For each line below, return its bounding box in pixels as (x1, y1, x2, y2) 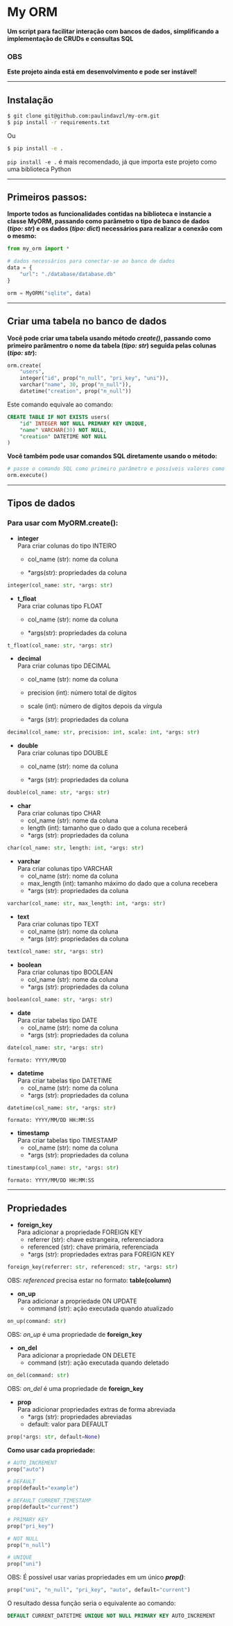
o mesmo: (7, 232, 37, 240)
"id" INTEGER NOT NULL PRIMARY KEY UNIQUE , (19, 420, 148, 427)
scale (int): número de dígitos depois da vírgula (27, 702, 163, 711)
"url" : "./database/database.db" (19, 271, 116, 278)
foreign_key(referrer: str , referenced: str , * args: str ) (7, 1263, 178, 1271)
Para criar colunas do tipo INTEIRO (17, 542, 117, 550)
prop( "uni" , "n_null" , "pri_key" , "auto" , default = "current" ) (7, 1586, 191, 1593)
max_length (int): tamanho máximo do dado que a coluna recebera (27, 879, 218, 888)
